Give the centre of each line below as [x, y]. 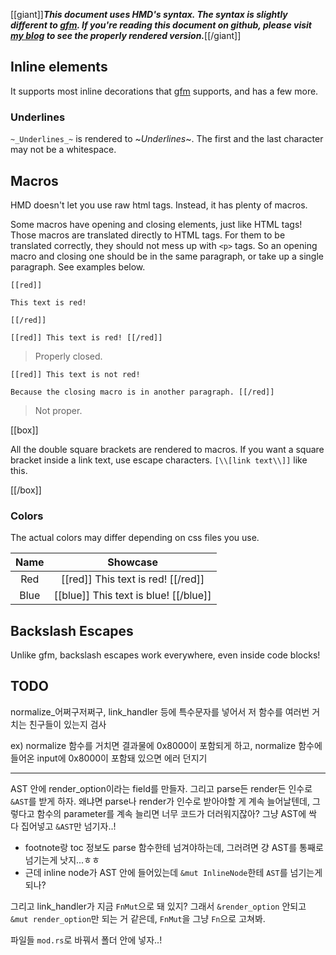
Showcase [132, 562]
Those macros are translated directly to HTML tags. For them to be [148, 235]
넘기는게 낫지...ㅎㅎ [62, 860]
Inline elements [59, 67]
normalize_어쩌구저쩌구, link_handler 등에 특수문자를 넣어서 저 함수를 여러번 [160, 711]
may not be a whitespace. [63, 150]
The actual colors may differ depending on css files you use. [135, 538]
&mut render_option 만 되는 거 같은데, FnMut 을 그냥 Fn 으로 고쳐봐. [138, 918]
